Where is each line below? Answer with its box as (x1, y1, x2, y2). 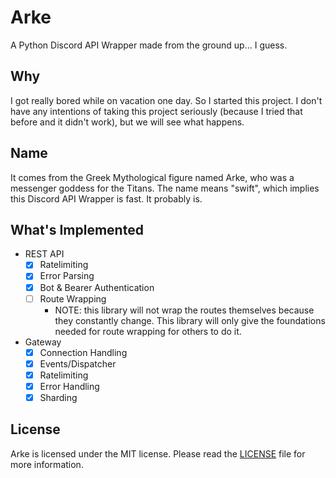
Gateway (24, 336, 62, 348)
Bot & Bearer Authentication (39, 281, 155, 293)
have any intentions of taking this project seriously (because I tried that (10, 105, 303, 117)
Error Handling (39, 380, 100, 392)
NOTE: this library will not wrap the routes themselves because (54, 304, 315, 316)
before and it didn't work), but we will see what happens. (10, 116, 245, 128)
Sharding (39, 391, 78, 403)
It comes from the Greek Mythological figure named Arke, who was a (10, 171, 295, 183)
